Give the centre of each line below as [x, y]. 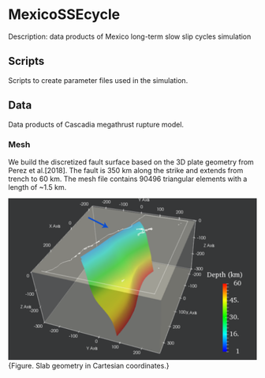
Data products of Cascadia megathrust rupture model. [96, 124]
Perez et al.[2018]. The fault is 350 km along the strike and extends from [126, 170]
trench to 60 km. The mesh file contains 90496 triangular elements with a [128, 179]
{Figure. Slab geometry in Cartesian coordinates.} [89, 365]
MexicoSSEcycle [64, 15]
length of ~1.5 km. [37, 187]
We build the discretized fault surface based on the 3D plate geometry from [131, 162]
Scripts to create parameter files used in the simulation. [98, 80]
